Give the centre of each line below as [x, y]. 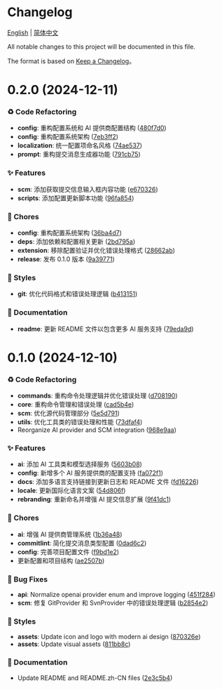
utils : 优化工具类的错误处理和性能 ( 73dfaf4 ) [80, 422]
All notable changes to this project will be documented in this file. [102, 46]
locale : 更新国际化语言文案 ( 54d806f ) [71, 491]
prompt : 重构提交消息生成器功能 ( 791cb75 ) [79, 155]
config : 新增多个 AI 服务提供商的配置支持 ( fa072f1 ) [90, 473]
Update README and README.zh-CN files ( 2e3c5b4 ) [95, 678]
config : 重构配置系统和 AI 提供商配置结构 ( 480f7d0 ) [92, 128]
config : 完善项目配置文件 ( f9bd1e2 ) [68, 551]
